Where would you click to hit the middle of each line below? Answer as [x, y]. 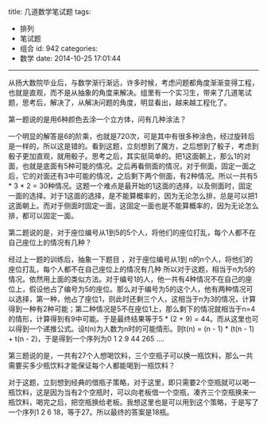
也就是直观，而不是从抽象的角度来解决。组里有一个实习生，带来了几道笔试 [130, 93]
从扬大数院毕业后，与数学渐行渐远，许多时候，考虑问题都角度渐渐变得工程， [133, 83]
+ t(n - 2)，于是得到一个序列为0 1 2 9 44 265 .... [87, 339]
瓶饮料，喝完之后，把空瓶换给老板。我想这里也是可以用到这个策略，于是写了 [133, 402]
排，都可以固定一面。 [43, 216]
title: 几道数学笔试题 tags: [50, 12]
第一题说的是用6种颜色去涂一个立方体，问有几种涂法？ [97, 119]
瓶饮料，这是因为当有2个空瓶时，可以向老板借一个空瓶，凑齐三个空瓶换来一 [132, 392]
